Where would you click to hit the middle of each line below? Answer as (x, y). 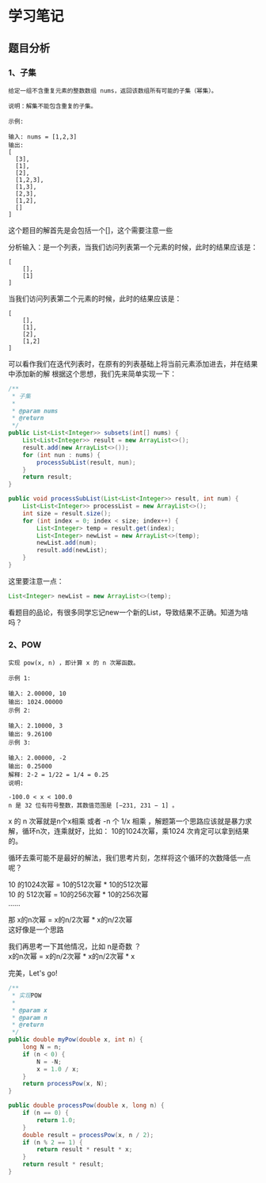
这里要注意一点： (36, 581)
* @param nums (35, 411)
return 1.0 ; (57, 1120)
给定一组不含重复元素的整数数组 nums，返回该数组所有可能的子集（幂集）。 (113, 91)
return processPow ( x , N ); (65, 1084)
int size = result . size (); (67, 513)
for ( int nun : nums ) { (62, 455)
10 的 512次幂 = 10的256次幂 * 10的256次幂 (78, 895)
